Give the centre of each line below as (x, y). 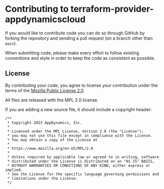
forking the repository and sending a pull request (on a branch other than (79, 38)
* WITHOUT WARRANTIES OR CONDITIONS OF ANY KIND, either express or (79, 165)
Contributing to (37, 9)
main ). (11, 43)
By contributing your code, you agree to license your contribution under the (82, 85)
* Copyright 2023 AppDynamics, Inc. (45, 123)
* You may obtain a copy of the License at (52, 140)
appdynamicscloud (45, 19)
